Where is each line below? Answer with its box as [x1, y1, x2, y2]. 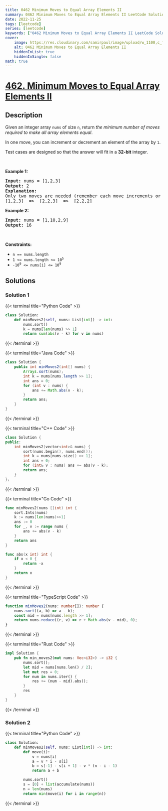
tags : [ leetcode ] [5, 21, 41, 27]
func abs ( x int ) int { [5, 552, 52, 557]
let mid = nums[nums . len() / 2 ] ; [23, 664, 93, 670]
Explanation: [5, 188, 37, 194]
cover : [5, 36, 19, 41]
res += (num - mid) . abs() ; [31, 679, 88, 684]
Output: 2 [5, 183, 29, 189]
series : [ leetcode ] [5, 26, 46, 31]
